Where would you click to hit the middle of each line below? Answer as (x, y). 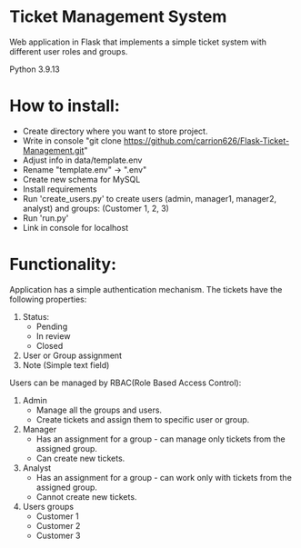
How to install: (65, 106)
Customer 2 (58, 525)
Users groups (48, 506)
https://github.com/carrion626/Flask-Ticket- (206, 140)
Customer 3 (58, 535)
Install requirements (60, 189)
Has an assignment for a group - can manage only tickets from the (161, 439)
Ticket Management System (118, 17)
